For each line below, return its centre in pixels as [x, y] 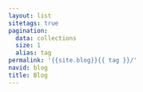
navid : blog [28, 68]
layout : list [30, 16]
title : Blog [28, 75]
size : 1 [28, 46]
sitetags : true [34, 23]
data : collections [46, 38]
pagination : [28, 30]
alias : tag [34, 53]
